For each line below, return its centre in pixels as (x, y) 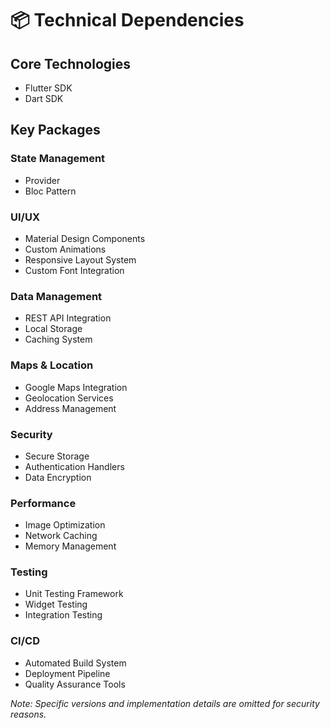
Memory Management (70, 546)
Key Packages (55, 130)
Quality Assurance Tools (75, 684)
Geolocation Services (69, 398)
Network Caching (61, 536)
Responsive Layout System (80, 259)
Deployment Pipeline (67, 673)
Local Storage (53, 329)
